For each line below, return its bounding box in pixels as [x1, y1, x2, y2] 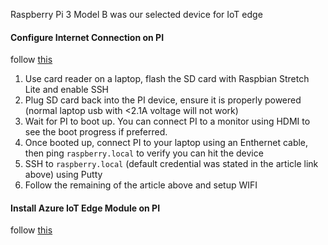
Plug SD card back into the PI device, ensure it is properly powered [24, 94, 302, 106]
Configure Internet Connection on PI [10, 31, 165, 43]
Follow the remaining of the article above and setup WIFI [24, 179, 258, 191]
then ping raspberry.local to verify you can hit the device [24, 147, 264, 159]
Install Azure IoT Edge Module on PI [10, 202, 161, 214]
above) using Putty [24, 169, 103, 181]
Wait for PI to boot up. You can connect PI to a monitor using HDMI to [24, 115, 311, 128]
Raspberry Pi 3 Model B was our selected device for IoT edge [10, 9, 263, 20]
